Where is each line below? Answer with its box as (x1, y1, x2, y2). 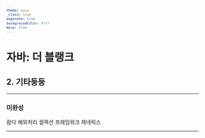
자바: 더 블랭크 (6, 51, 74, 65)
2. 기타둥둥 (6, 76, 46, 87)
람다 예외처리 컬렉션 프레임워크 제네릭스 (6, 118, 101, 126)
